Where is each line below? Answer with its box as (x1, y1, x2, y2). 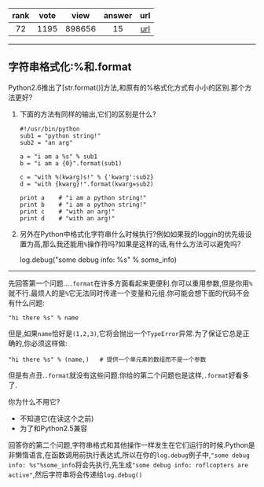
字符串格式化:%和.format (8, 61, 132, 74)
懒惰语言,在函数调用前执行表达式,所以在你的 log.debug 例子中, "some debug (14, 450, 250, 459)
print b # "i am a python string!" (19, 201, 147, 208)
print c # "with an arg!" (19, 208, 115, 216)
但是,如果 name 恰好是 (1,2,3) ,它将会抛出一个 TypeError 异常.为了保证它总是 (8, 328, 244, 338)
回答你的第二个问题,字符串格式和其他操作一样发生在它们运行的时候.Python (8, 440, 249, 449)
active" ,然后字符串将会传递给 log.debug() (8, 470, 143, 479)
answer (103, 10, 133, 20)
